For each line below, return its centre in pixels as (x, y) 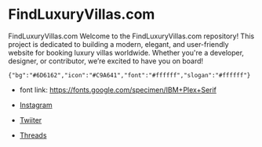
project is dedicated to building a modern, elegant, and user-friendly (118, 44)
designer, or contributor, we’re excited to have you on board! (106, 61)
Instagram (36, 105)
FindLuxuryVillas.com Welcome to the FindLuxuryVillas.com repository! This (131, 36)
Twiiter (31, 120)
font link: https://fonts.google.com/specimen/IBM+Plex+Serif (118, 90)
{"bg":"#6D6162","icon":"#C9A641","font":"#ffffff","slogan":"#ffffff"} (129, 75)
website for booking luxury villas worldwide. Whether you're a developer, (126, 52)
